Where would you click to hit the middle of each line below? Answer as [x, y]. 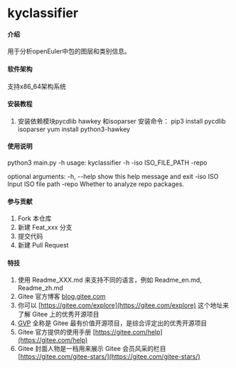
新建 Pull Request [43, 245]
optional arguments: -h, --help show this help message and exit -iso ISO [113, 177]
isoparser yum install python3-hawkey [74, 129]
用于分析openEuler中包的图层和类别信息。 [69, 51]
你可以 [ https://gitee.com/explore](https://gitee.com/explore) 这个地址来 [123, 305]
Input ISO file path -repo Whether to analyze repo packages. [96, 184]
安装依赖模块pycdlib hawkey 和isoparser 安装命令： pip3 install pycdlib [122, 121]
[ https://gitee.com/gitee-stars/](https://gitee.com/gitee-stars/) [109, 357]
